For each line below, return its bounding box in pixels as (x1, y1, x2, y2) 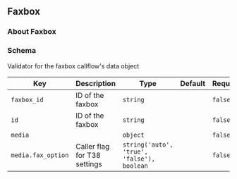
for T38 (75, 150, 101, 160)
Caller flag (75, 141, 110, 151)
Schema (7, 46, 37, 56)
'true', (122, 147, 148, 156)
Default (179, 78, 206, 88)
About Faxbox (7, 27, 56, 37)
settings (75, 159, 102, 168)
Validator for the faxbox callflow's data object (7, 61, 140, 70)
